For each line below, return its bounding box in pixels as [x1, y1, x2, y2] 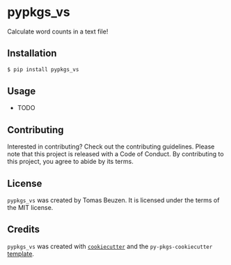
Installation [7, 47, 57, 59]
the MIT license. [7, 204, 54, 212]
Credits [7, 224, 40, 236]
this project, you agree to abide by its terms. [7, 158, 134, 166]
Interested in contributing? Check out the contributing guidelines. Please [7, 142, 215, 151]
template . [7, 249, 35, 258]
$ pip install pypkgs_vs [7, 66, 79, 73]
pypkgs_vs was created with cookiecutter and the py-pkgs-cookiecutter [7, 242, 213, 250]
